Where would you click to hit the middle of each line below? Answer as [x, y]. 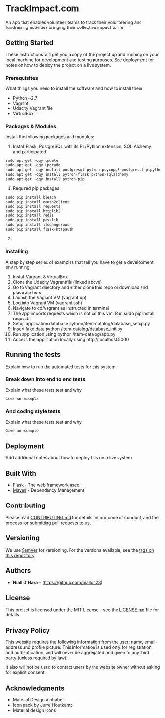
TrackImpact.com [42, 9]
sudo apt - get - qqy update [32, 161]
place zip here [27, 293]
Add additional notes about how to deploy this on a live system [69, 458]
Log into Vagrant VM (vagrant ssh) [47, 303]
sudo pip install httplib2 [33, 211]
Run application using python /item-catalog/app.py [64, 334]
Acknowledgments [35, 688]
